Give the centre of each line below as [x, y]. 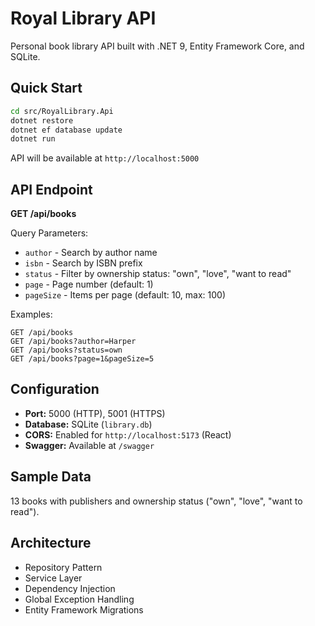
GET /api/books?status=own [66, 350]
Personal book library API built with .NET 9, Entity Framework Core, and [157, 46]
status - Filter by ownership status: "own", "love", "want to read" [158, 274]
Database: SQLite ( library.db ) [88, 424]
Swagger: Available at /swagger [89, 445]
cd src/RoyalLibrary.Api [62, 111]
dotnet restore [42, 120]
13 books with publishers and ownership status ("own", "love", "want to [156, 501]
